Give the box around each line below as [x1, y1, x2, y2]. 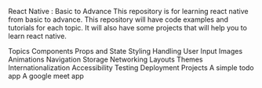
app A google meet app [8, 72, 85, 80]
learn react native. [8, 31, 67, 40]
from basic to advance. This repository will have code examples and [8, 15, 229, 24]
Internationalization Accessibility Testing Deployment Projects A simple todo [8, 63, 254, 72]
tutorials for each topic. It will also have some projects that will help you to [8, 23, 247, 32]
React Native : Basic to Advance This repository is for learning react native [8, 7, 249, 16]
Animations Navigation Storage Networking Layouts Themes [8, 55, 203, 64]
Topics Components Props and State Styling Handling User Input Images [8, 47, 243, 55]
